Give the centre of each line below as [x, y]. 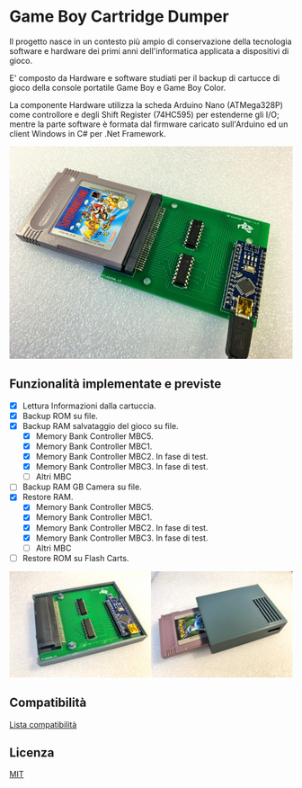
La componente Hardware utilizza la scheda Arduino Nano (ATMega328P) [146, 104]
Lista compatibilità [43, 724]
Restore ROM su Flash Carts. [75, 558]
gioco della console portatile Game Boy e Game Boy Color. [118, 87]
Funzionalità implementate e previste [115, 384]
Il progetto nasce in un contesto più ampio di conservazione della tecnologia [151, 41]
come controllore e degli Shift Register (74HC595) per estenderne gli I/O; [145, 114]
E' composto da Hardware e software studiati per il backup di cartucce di [145, 77]
